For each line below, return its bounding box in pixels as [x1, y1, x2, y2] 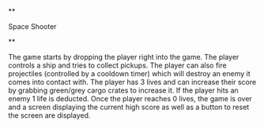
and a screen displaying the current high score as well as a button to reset [8, 102, 250, 112]
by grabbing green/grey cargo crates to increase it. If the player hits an [8, 86, 239, 95]
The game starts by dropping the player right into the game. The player [8, 53, 239, 61]
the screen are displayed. [8, 111, 91, 120]
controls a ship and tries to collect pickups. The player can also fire [8, 60, 227, 70]
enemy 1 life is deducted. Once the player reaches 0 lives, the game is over [8, 94, 253, 103]
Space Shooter [8, 22, 57, 31]
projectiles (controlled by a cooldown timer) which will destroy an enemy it [8, 69, 251, 78]
